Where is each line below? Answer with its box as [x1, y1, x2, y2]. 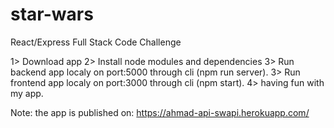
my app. [10, 87, 44, 99]
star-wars [10, 3, 94, 26]
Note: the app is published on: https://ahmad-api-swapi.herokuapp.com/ [10, 106, 310, 118]
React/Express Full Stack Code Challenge [10, 36, 182, 48]
